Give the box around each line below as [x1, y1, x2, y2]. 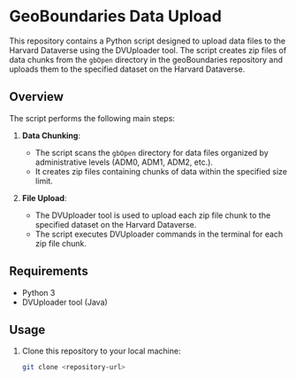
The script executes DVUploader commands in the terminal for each [34, 229, 284, 239]
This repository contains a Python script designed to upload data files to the [9, 35, 285, 46]
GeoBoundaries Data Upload [9, 6, 223, 27]
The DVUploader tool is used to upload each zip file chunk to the [34, 210, 271, 221]
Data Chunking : [21, 130, 81, 141]
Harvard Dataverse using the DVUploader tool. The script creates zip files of [9, 44, 287, 55]
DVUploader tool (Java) [21, 297, 108, 307]
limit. [34, 175, 53, 186]
